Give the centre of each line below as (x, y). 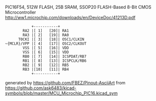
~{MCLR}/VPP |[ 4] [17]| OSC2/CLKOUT (46, 44)
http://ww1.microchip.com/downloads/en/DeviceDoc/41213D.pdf (70, 17)
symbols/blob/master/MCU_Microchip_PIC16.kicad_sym (61, 93)
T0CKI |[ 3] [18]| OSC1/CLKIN (51, 39)
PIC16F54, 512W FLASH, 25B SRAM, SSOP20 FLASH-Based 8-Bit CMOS (78, 7)
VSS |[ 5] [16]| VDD (46, 48)
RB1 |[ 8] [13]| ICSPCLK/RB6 (55, 61)
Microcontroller (21, 12)
